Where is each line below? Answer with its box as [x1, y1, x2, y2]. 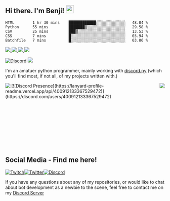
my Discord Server [5, 189, 45, 195]
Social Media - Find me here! [5, 155, 97, 165]
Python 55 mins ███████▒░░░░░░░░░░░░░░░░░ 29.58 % [5, 24, 148, 29]
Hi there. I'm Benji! [5, 7, 65, 15]
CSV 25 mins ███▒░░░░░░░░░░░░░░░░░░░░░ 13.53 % [5, 29, 148, 34]
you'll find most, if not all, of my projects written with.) [5, 73, 118, 79]
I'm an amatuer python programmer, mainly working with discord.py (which [5, 67, 162, 73]
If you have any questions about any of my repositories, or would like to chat [5, 179, 164, 185]
